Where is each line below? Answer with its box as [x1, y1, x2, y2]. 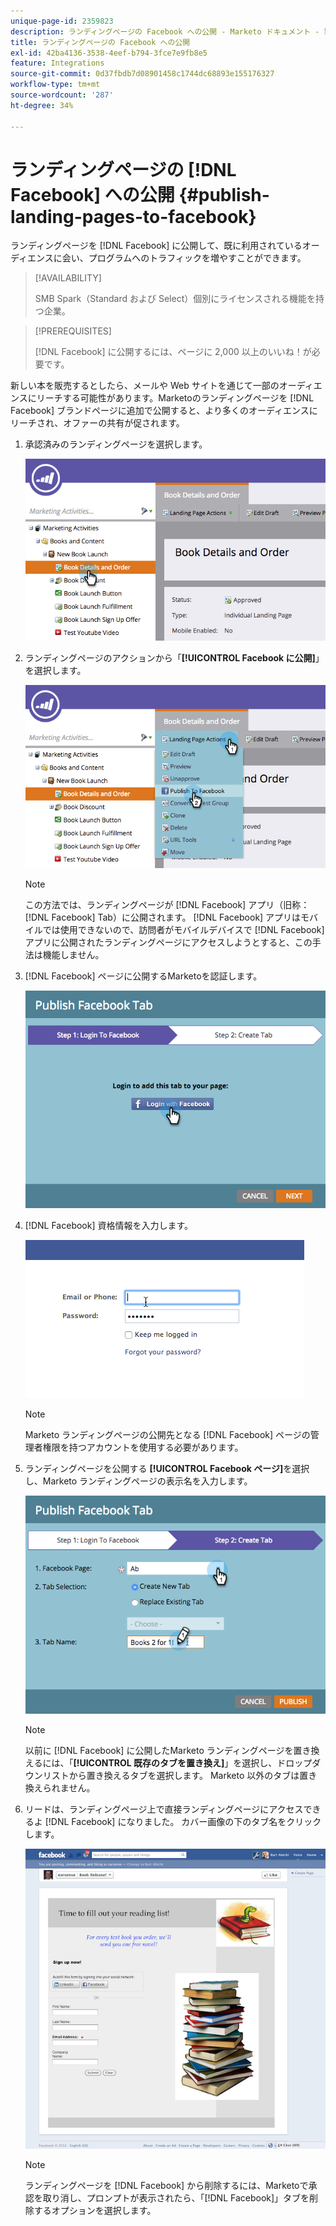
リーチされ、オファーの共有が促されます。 [10, 417, 185, 429]
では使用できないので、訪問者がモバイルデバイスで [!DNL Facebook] [42, 923, 325, 935]
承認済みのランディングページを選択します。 [24, 438, 208, 450]
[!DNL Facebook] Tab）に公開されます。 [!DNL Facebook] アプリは [24, 911, 302, 923]
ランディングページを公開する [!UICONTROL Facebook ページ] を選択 [24, 1463, 310, 1475]
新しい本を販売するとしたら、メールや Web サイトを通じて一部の [10, 380, 280, 392]
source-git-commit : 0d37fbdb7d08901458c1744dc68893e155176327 [10, 69, 275, 79]
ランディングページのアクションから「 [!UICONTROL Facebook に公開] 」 [24, 652, 325, 664]
